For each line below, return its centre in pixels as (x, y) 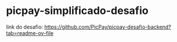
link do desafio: (25, 27)
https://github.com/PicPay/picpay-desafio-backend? (108, 27)
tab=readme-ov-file (30, 33)
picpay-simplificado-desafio (77, 11)
